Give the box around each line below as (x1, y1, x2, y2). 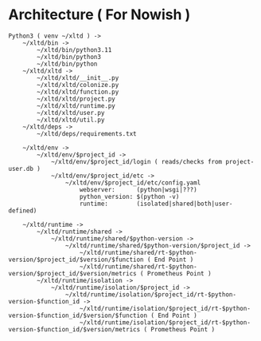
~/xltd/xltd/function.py (37, 88, 119, 96)
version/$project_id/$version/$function (8, 256, 145, 264)
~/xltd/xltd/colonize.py (37, 81, 119, 89)
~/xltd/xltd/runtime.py (37, 101, 115, 109)
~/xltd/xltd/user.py (37, 109, 105, 117)
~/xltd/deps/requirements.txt (37, 129, 137, 137)
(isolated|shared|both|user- (136, 200, 233, 208)
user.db (8, 165, 34, 172)
